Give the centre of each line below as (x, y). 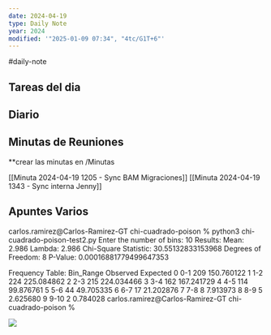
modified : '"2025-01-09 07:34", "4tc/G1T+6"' (86, 39)
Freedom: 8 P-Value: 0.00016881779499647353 (88, 257)
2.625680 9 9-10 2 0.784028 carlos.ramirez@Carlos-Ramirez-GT (118, 298)
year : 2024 (27, 31)
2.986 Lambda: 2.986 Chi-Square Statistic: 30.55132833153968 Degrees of (135, 248)
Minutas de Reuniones (66, 142)
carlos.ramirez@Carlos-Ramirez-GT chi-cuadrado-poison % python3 (124, 231)
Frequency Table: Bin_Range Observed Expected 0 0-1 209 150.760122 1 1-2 (136, 273)
